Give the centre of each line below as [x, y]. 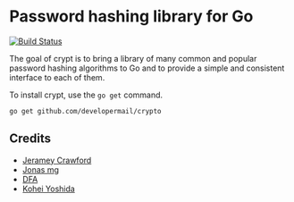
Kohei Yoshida [49, 189]
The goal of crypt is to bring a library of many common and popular [133, 58]
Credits [30, 139]
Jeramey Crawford [57, 160]
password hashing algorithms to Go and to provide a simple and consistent [147, 68]
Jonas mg [41, 169]
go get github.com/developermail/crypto [86, 111]
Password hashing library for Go [131, 17]
